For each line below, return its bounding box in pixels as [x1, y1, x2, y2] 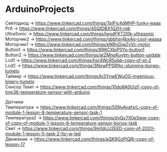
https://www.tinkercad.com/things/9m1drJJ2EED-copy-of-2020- [22, 125, 155, 131]
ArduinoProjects [5, 3, 75, 15]
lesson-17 [5, 141, 25, 147]
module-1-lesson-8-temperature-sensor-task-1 [5, 109, 102, 115]
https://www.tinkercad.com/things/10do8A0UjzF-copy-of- [39, 83, 160, 89]
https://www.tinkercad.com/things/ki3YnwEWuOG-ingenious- [27, 73, 155, 79]
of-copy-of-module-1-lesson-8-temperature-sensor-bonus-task [5, 120, 137, 126]
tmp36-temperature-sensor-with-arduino [5, 89, 90, 95]
